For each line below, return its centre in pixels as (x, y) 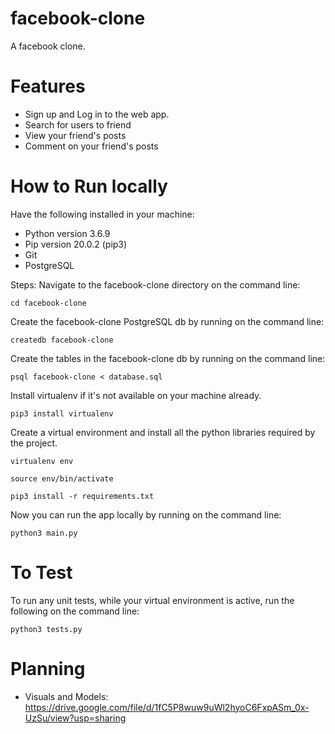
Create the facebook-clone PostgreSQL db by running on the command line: (167, 321)
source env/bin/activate (62, 478)
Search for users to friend (78, 124)
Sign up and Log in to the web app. (97, 114)
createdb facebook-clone (62, 340)
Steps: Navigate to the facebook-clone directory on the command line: (155, 284)
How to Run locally (89, 186)
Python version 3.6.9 (67, 233)
